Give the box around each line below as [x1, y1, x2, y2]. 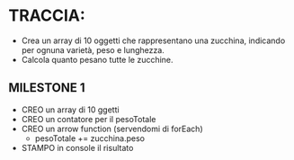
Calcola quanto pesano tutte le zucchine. [21, 54, 174, 65]
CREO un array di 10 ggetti [21, 104, 120, 115]
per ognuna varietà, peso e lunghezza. [21, 44, 165, 55]
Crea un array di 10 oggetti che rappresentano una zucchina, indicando [21, 35, 286, 46]
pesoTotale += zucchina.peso [34, 132, 146, 144]
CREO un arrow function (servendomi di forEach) [21, 123, 203, 134]
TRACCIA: [8, 5, 86, 26]
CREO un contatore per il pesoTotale [21, 113, 156, 124]
